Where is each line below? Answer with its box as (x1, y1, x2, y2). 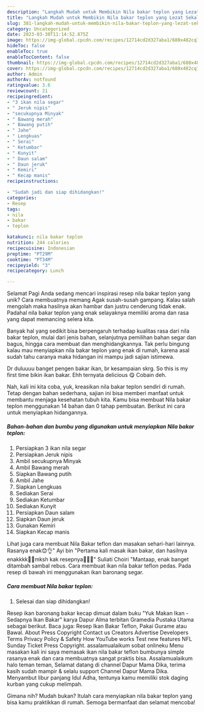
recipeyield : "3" (7, 262, 51, 268)
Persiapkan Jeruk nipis (15, 451, 73, 458)
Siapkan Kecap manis (15, 529, 70, 536)
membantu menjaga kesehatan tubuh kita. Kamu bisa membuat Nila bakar (7, 396, 191, 404)
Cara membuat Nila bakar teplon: (7, 582, 93, 589)
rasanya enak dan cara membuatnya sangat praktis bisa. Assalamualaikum (7, 655, 193, 662)
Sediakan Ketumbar (15, 496, 65, 504)
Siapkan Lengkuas (15, 483, 62, 490)
